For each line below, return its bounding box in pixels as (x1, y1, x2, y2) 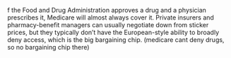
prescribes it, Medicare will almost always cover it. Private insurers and (7, 13, 214, 22)
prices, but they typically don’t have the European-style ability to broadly (7, 28, 220, 36)
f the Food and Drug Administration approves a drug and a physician (7, 6, 207, 14)
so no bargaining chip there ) (7, 43, 90, 51)
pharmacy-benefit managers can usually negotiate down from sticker (7, 21, 209, 29)
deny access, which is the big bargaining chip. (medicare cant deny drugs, (7, 36, 225, 44)
